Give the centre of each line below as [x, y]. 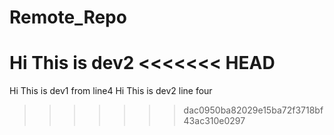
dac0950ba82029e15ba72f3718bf [253, 110]
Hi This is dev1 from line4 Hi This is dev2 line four [111, 91]
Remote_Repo [68, 17]
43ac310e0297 [214, 121]
